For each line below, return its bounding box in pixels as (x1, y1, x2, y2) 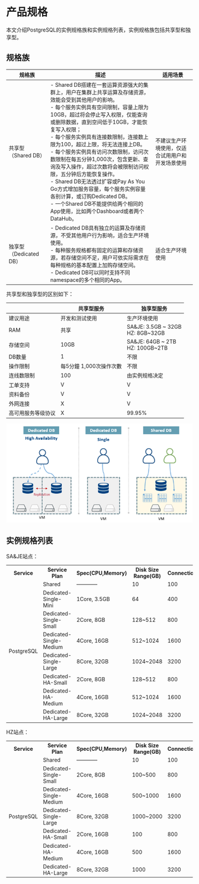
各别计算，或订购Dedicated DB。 (50, 193, 131, 200)
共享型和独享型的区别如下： (6, 291, 74, 298)
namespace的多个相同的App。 (50, 276, 126, 283)
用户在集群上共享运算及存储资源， (66, 89, 149, 96)
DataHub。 (50, 215, 78, 222)
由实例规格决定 (126, 372, 163, 379)
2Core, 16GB (76, 830, 109, 838)
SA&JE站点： (6, 552, 38, 559)
